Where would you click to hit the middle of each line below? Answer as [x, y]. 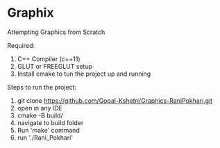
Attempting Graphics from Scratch [56, 32]
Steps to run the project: [42, 87]
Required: [21, 45]
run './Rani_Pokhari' [45, 138]
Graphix [31, 13]
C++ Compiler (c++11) [49, 59]
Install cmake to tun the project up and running [84, 74]
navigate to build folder [50, 122]
